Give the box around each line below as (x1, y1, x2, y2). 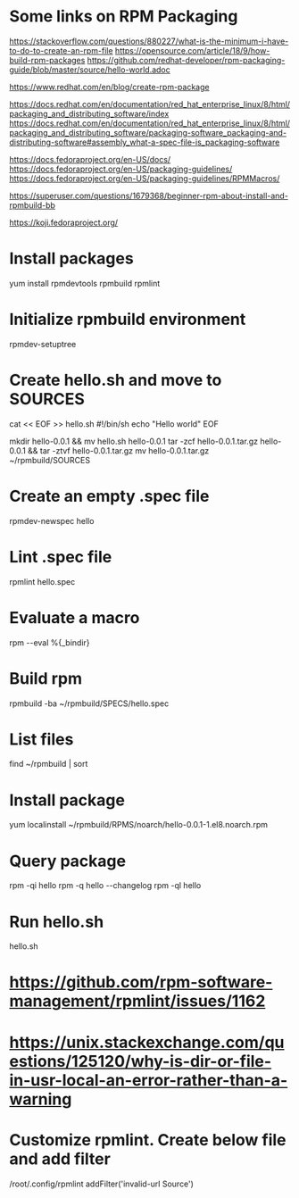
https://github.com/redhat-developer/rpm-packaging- (87, 54, 286, 65)
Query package (9, 851, 127, 871)
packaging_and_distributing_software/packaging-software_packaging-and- (9, 127, 287, 137)
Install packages (9, 248, 134, 269)
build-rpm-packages (9, 54, 86, 65)
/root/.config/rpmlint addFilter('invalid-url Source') (9, 1178, 195, 1189)
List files (9, 729, 74, 749)
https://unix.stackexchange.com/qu (9, 1032, 285, 1052)
